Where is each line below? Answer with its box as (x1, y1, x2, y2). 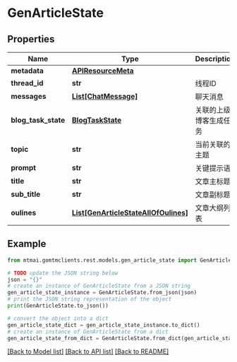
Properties (7, 33, 55, 45)
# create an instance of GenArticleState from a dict (7, 328, 169, 335)
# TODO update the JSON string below (7, 270, 119, 277)
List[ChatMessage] (71, 92, 138, 101)
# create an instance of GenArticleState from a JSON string (7, 282, 191, 290)
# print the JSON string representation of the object (7, 296, 172, 303)
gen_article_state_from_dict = (7, 334, 99, 342)
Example (7, 238, 47, 250)
